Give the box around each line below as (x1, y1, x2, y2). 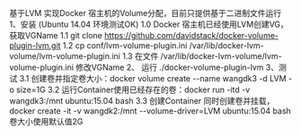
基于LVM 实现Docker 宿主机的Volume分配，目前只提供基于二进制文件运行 (9, 8, 281, 18)
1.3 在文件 (122, 51, 159, 61)
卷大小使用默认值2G (9, 116, 84, 127)
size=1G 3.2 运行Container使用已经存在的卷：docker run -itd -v (16, 84, 251, 95)
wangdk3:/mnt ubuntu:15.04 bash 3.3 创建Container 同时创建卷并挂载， (9, 96, 275, 105)
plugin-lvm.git (9, 40, 61, 51)
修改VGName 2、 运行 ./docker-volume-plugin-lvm (75, 62, 264, 72)
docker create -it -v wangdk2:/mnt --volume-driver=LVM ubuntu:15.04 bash (9, 105, 292, 116)
